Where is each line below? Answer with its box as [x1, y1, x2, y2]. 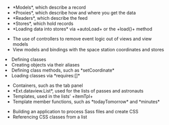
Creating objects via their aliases [12, 62, 80, 68]
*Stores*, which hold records [12, 20, 73, 26]
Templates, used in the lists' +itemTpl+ [12, 93, 94, 99]
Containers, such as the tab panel [12, 82, 83, 88]
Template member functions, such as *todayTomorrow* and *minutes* [12, 99, 160, 105]
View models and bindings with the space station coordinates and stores [12, 47, 164, 52]
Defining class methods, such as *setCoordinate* [12, 67, 115, 73]
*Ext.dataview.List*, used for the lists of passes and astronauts [12, 88, 144, 93]
